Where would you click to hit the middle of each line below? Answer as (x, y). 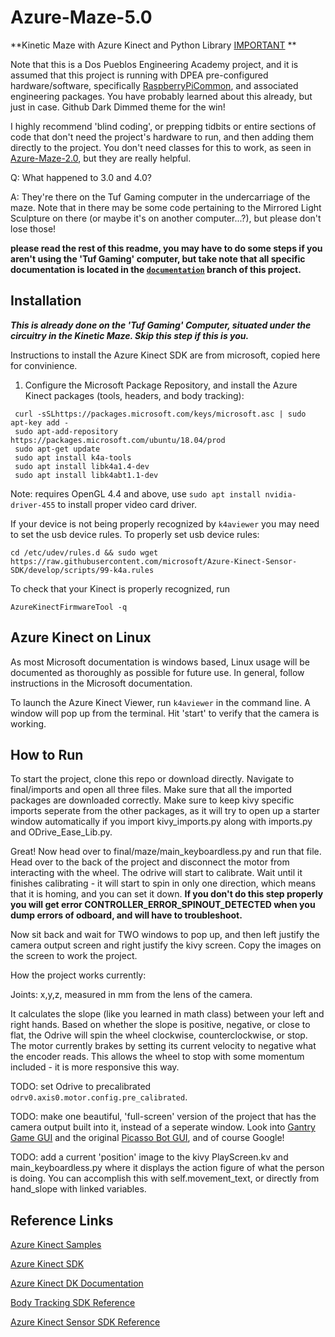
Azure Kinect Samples (56, 1245)
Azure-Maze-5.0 (81, 17)
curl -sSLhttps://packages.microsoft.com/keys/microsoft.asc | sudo (160, 414)
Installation (46, 301)
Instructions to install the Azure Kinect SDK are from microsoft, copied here (165, 355)
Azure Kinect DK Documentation (77, 1283)
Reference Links (62, 1220)
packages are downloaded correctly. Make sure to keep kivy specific (152, 800)
